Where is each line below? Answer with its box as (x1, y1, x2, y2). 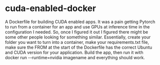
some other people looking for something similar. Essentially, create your (5, 34, 151, 40)
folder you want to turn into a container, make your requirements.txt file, (5, 39, 149, 45)
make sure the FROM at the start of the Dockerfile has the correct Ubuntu (5, 44, 152, 50)
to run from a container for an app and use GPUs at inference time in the (5, 24, 150, 29)
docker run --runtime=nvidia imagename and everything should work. (5, 54, 145, 60)
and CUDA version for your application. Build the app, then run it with (5, 49, 143, 55)
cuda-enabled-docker (5, 3, 96, 14)
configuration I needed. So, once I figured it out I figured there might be (5, 29, 148, 35)
